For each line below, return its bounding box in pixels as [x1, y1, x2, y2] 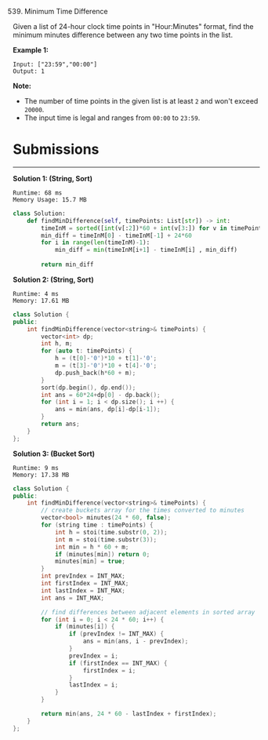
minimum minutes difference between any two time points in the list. [13, 31, 234, 39]
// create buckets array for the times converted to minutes [41, 506, 245, 515]
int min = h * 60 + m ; [54, 543, 129, 551]
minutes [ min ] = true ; [54, 557, 126, 566]
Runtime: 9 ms [13, 464, 60, 472]
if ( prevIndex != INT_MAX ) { [68, 630, 164, 638]
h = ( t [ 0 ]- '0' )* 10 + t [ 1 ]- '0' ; [54, 355, 158, 363]
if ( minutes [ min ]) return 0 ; [54, 550, 150, 558]
